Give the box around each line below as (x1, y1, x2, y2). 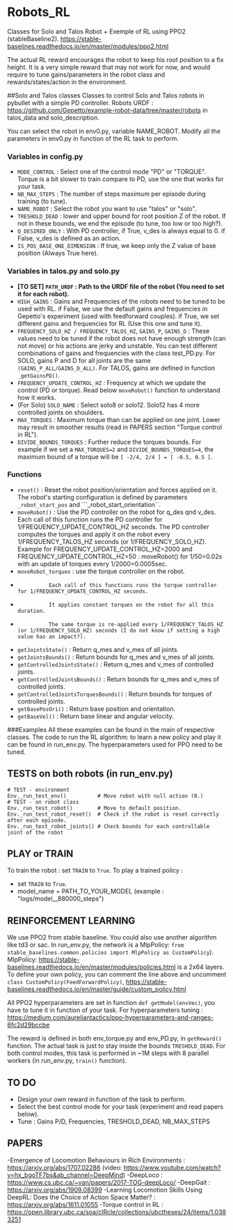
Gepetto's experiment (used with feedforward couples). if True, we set (17, 311, 220, 320)
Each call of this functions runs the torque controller (48, 582, 217, 589)
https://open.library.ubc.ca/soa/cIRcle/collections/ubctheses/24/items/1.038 (7, 1208, 227, 1216)
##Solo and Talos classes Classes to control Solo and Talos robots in (7, 91, 205, 100)
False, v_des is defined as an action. (17, 234, 121, 242)
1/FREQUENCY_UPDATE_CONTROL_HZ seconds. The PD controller (17, 522, 210, 531)
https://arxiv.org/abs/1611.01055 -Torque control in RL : (7, 1200, 163, 1208)
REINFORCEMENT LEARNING (7, 914, 136, 926)
